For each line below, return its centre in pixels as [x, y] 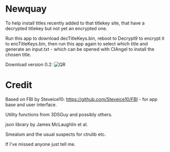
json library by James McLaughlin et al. [47, 124]
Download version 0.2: [29, 64]
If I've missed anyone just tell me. [40, 144]
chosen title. [18, 55]
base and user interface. [31, 105]
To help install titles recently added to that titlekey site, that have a [75, 23]
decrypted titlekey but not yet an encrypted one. [56, 28]
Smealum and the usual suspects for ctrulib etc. [56, 134]
